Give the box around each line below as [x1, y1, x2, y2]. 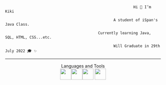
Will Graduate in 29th [113, 43, 161, 48]
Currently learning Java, [98, 31, 152, 36]
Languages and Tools [61, 63, 105, 69]
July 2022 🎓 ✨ [5, 48, 37, 53]
